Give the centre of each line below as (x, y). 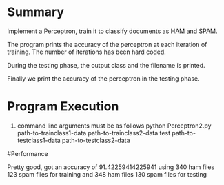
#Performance (28, 153)
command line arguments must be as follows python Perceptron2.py (114, 126)
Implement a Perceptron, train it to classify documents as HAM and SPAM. (113, 31)
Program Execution (63, 107)
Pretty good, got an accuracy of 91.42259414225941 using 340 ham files (111, 167)
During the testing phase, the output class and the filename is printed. (106, 65)
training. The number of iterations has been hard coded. (87, 52)
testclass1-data (39, 140)
